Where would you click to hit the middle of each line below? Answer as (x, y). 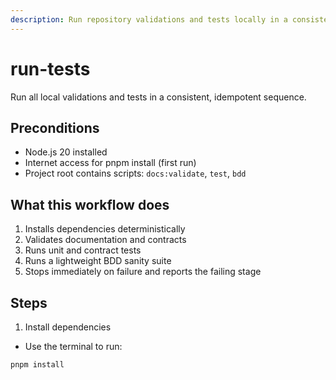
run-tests (50, 68)
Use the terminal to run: (73, 346)
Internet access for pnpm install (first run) (110, 163)
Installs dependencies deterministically (105, 229)
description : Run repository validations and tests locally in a (149, 19)
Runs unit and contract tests (83, 250)
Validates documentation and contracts (105, 240)
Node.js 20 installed (66, 152)
